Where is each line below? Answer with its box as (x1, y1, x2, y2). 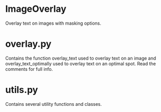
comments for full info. (5, 66, 53, 72)
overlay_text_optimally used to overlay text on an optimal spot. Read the (5, 60, 156, 67)
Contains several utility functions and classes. (5, 101, 102, 107)
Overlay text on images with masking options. (5, 20, 101, 26)
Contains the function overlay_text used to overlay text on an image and (5, 55, 156, 61)
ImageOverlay (5, 3, 66, 15)
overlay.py (5, 38, 52, 50)
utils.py (5, 84, 38, 96)
